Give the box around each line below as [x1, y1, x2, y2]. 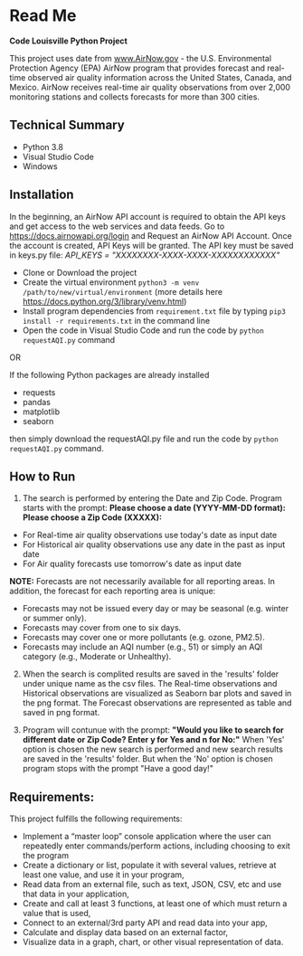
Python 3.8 [22, 141, 63, 152]
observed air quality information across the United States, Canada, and [27, 71, 292, 82]
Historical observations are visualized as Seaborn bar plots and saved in [22, 688, 292, 699]
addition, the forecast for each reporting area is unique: [9, 585, 216, 597]
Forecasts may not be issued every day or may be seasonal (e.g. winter [22, 603, 289, 614]
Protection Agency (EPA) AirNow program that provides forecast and [9, 62, 265, 73]
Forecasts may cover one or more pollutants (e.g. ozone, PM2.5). [22, 632, 265, 643]
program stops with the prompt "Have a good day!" [22, 763, 214, 774]
